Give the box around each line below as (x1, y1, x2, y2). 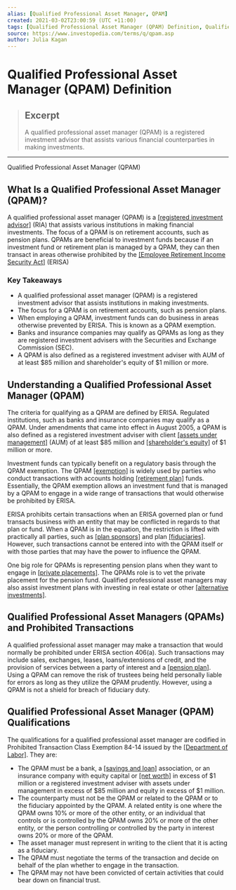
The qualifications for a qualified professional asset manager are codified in (7, 735, 226, 744)
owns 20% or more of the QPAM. (17, 831, 114, 839)
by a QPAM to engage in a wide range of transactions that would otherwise (7, 489, 225, 498)
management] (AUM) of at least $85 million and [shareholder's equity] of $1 (7, 438, 227, 446)
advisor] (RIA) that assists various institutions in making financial (7, 220, 195, 229)
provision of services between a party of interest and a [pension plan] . (7, 663, 211, 671)
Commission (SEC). (17, 343, 74, 352)
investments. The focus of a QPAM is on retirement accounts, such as (7, 227, 209, 236)
